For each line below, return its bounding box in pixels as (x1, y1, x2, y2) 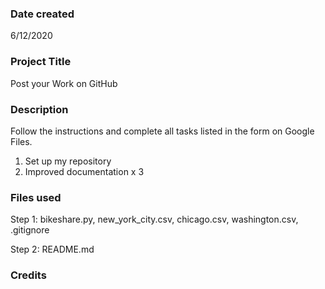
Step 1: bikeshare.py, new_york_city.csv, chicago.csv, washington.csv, (10, 213, 299, 226)
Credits (10, 268, 47, 282)
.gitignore (10, 224, 50, 236)
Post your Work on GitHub (10, 77, 118, 89)
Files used (10, 190, 62, 204)
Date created (10, 7, 75, 21)
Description (10, 102, 69, 116)
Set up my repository (24, 155, 112, 167)
